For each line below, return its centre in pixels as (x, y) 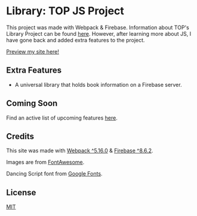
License (21, 192)
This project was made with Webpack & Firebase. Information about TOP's (98, 27)
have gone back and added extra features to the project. (76, 40)
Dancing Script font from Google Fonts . (54, 174)
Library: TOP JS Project (65, 11)
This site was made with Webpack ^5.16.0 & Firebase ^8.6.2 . (80, 151)
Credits (20, 136)
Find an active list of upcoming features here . (62, 118)
